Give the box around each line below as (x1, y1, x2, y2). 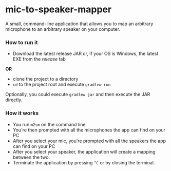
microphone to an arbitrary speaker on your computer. (5, 26, 121, 32)
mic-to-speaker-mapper (5, 4, 112, 15)
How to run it (5, 39, 38, 46)
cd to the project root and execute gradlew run (12, 81, 111, 88)
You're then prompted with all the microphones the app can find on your (12, 127, 166, 133)
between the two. (12, 154, 50, 160)
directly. (5, 97, 23, 103)
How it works (5, 109, 39, 117)
